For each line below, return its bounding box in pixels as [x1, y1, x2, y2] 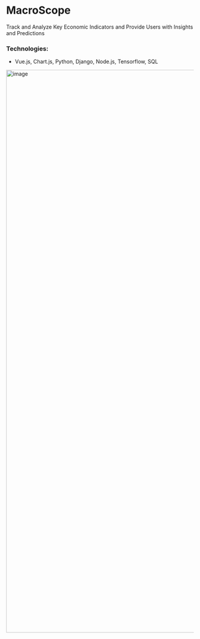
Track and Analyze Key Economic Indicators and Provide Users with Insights [6, 23, 193, 30]
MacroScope [6, 4, 71, 17]
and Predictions [6, 29, 45, 36]
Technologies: [6, 44, 49, 52]
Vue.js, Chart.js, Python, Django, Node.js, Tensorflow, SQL [14, 58, 158, 66]
